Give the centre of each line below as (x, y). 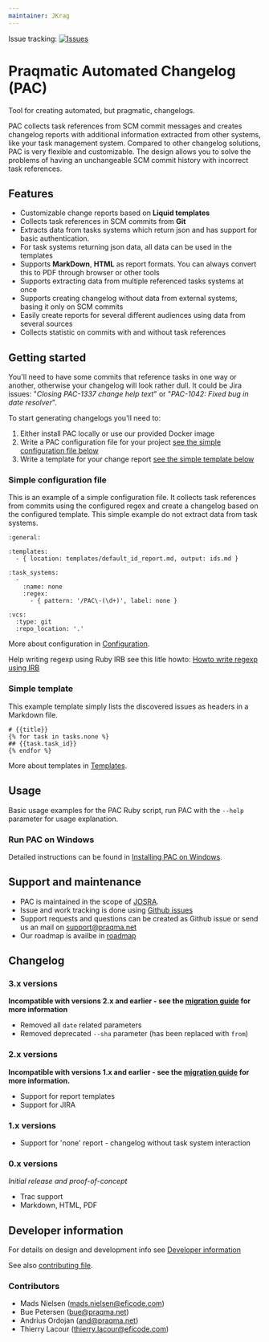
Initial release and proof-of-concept (68, 1181)
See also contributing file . (51, 1266)
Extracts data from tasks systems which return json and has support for (139, 230)
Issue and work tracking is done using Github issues (106, 910)
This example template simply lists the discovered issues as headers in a (128, 706)
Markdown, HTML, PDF (59, 1206)
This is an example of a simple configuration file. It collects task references (132, 498)
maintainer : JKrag (39, 16)
